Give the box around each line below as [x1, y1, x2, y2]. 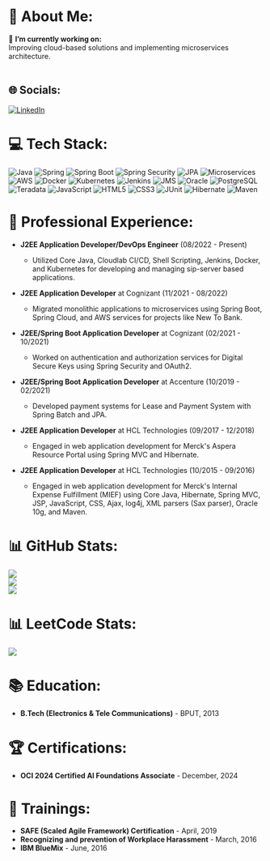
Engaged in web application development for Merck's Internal [32, 481, 238, 491]
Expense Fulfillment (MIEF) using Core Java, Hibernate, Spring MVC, [32, 489, 261, 499]
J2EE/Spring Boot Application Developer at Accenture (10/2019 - [19, 377, 240, 386]
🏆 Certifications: [8, 739, 128, 757]
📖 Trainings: [8, 799, 91, 817]
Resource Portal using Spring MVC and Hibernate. [32, 450, 200, 459]
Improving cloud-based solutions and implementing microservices [8, 42, 229, 52]
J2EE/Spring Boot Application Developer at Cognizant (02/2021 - [19, 328, 241, 338]
